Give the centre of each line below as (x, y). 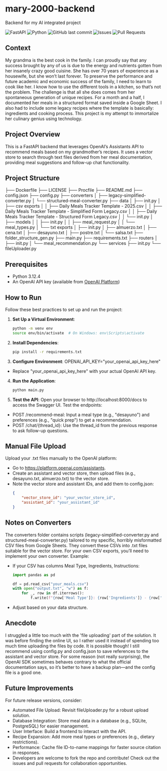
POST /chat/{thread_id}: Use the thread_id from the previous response (85, 425)
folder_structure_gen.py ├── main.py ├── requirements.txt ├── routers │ (82, 238)
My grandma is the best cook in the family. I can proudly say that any (76, 60)
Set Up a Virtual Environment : (44, 319)
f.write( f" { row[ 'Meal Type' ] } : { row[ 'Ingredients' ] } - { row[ (95, 598)
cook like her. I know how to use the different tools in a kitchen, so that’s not (83, 87)
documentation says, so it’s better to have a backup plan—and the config (80, 667)
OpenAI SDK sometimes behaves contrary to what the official (68, 662)
